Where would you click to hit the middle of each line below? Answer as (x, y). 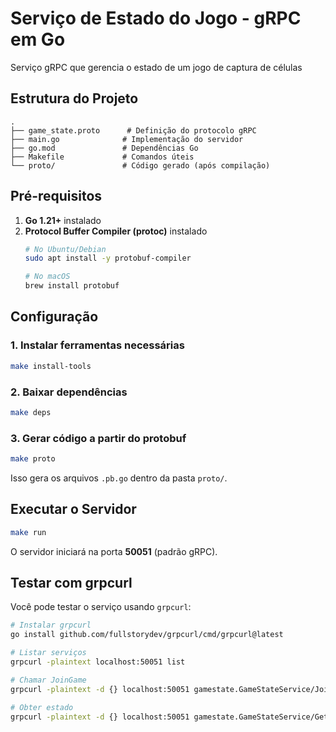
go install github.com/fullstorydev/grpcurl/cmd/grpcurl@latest (147, 635)
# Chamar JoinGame (48, 680)
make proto (33, 459)
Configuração (54, 317)
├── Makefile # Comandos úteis (102, 157)
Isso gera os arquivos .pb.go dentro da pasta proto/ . (119, 478)
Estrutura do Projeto (74, 98)
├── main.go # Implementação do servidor (127, 139)
